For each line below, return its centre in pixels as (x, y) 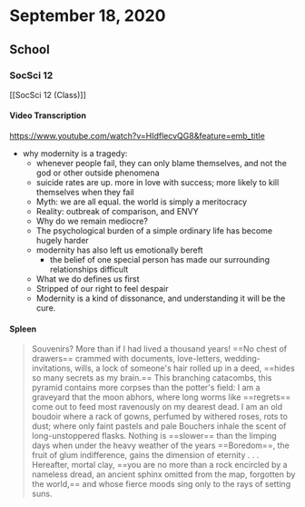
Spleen (23, 329)
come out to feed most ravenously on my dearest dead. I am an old (157, 407)
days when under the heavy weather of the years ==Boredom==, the (161, 445)
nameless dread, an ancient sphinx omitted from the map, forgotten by (163, 474)
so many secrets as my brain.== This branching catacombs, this (152, 378)
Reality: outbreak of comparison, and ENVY (118, 212)
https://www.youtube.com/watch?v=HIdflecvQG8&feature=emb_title (137, 136)
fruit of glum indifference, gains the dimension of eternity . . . (145, 455)
